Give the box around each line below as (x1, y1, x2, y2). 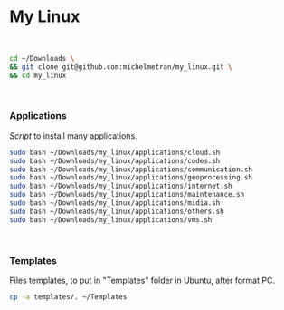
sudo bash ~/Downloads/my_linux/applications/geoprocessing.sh (9, 173, 253, 182)
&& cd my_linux (9, 71, 67, 80)
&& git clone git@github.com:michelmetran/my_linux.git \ (9, 62, 232, 72)
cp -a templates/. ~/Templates (9, 293, 128, 302)
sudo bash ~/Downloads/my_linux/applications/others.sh (9, 207, 224, 216)
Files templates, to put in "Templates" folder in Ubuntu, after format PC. (9, 275, 276, 286)
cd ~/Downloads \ (9, 53, 75, 63)
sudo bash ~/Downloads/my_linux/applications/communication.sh (9, 165, 253, 174)
